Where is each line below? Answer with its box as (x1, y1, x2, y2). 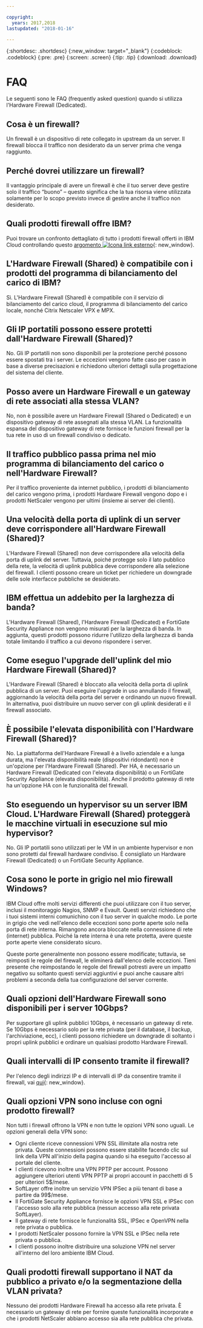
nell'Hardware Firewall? (6, 468, 98, 478)
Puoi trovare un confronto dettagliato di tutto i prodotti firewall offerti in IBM (6, 235, 195, 242)
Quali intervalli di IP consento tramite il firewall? (6, 1056, 190, 1067)
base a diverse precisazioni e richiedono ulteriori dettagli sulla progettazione (6, 362, 198, 370)
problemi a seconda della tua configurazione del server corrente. (6, 976, 168, 983)
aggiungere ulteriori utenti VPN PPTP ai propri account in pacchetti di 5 (15, 1172, 193, 1180)
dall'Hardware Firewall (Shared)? (6, 333, 133, 344)
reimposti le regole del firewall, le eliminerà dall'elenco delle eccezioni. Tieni (6, 956, 196, 964)
